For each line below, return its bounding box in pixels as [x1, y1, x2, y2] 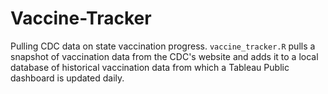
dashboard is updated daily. [10, 72, 125, 84]
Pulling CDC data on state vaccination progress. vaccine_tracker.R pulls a [10, 40, 316, 52]
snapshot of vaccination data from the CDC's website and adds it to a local [10, 50, 319, 62]
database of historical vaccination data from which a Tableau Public [10, 61, 290, 73]
